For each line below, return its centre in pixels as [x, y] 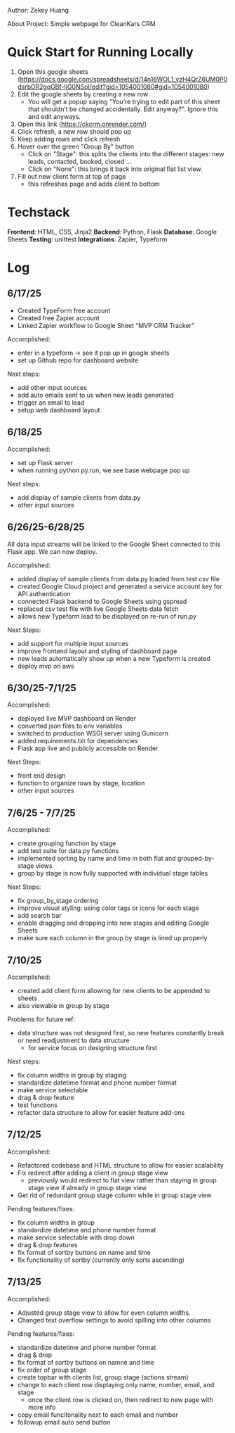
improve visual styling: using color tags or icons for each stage [108, 908]
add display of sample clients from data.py [79, 497]
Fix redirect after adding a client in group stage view [93, 1173]
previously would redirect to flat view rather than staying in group [122, 1180]
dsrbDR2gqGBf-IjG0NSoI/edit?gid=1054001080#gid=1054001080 [113, 87]
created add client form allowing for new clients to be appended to [114, 990]
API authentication [44, 593]
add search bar [39, 916]
